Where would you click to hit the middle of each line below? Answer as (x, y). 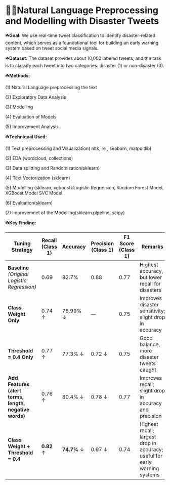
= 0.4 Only (21, 357)
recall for (150, 284)
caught (148, 370)
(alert (15, 390)
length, (16, 403)
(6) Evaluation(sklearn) (29, 203)
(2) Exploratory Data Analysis (36, 97)
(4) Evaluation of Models (31, 116)
